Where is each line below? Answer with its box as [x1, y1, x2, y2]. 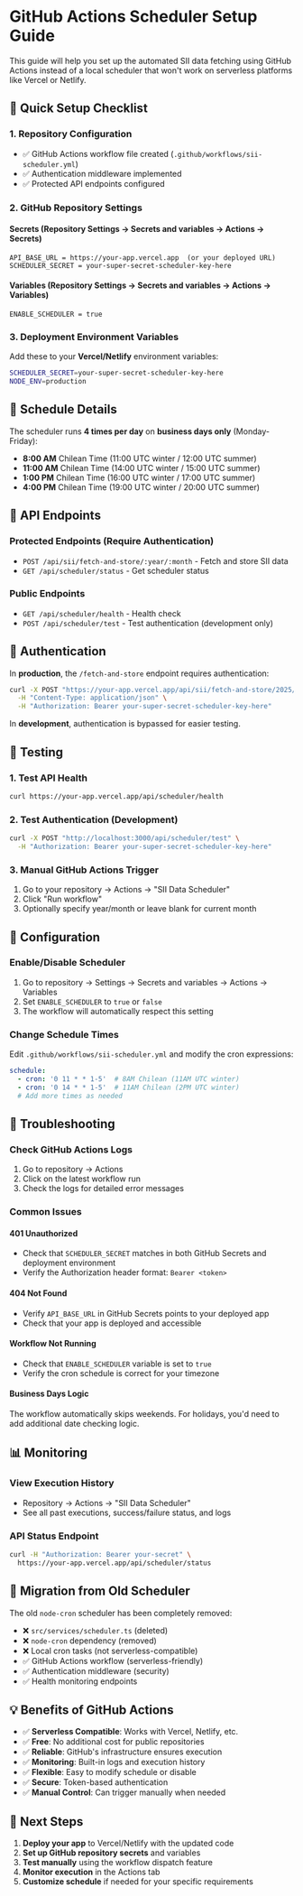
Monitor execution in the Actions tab [22, 1866, 161, 1878]
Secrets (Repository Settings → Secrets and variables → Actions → [9, 224, 264, 235]
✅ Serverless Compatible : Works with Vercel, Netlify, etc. [22, 1726, 239, 1737]
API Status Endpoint [9, 1530, 99, 1542]
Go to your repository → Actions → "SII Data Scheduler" [22, 884, 231, 895]
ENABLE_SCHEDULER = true [9, 310, 103, 319]
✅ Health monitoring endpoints [22, 1676, 138, 1687]
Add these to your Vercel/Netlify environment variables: [9, 351, 219, 362]
